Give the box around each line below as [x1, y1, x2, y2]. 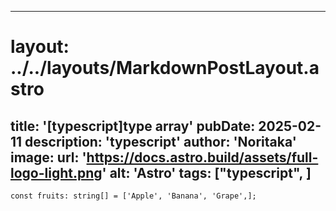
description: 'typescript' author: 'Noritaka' [24, 133, 297, 150]
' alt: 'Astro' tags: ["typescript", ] [101, 164, 312, 181]
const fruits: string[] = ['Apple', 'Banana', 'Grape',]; [10, 191, 257, 201]
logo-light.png [10, 164, 103, 181]
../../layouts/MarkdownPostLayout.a [10, 57, 320, 80]
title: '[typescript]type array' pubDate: [10, 117, 256, 135]
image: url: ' [10, 149, 87, 166]
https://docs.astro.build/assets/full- [86, 149, 319, 166]
